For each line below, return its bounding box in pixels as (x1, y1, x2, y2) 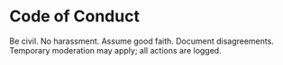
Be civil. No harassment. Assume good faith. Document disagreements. (9, 36, 275, 46)
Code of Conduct (9, 6, 140, 27)
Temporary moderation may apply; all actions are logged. (9, 45, 223, 55)
